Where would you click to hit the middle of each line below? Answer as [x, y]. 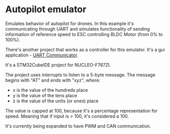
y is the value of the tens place [45, 95]
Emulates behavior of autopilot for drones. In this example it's [69, 23]
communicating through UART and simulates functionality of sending [78, 29]
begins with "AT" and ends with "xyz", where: [53, 80]
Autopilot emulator [46, 9]
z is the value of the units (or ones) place [55, 101]
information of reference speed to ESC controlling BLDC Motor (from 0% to [84, 34]
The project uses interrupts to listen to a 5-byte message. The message [80, 74]
